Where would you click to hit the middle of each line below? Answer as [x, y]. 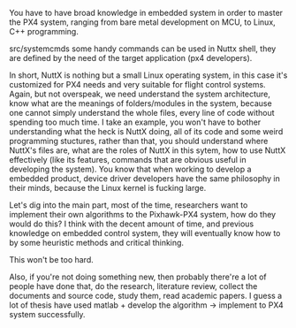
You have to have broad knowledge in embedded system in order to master [146, 13]
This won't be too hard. [52, 259]
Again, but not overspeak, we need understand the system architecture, [140, 94]
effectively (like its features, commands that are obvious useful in [128, 160]
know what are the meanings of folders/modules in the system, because [140, 103]
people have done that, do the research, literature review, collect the [133, 286]
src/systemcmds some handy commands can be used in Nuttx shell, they [143, 49]
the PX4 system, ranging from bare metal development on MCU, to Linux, [142, 22]
